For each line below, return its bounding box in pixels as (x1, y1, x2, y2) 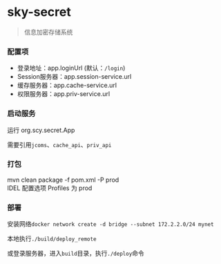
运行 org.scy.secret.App (7, 126, 75, 134)
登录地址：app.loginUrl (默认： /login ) (17, 64, 126, 73)
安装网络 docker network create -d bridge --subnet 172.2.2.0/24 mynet (7, 220, 214, 228)
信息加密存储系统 (23, 28, 73, 36)
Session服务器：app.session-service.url (17, 73, 132, 81)
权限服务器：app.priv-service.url (17, 90, 110, 98)
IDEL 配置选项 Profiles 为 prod (7, 184, 93, 192)
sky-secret (7, 4, 71, 20)
